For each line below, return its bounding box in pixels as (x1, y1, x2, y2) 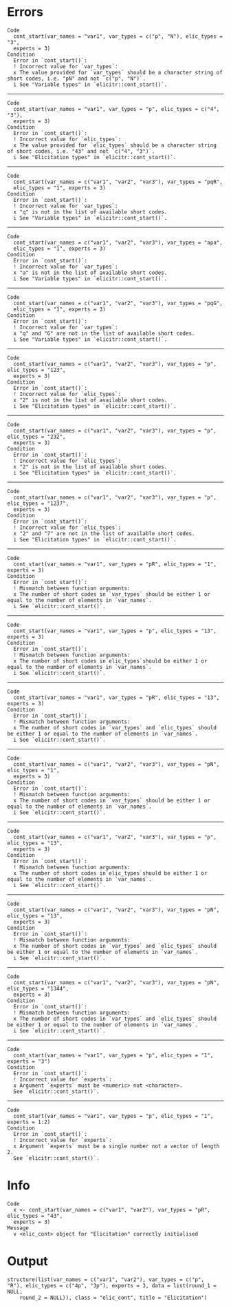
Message (7, 1224, 30, 1232)
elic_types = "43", (7, 1212, 63, 1219)
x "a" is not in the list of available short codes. (13, 269, 168, 276)
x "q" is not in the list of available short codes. (13, 208, 168, 216)
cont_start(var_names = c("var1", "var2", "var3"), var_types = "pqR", (13, 178, 223, 185)
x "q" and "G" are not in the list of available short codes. (13, 330, 195, 337)
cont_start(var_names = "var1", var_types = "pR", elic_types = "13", (13, 694, 220, 701)
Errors (7, 4, 43, 20)
